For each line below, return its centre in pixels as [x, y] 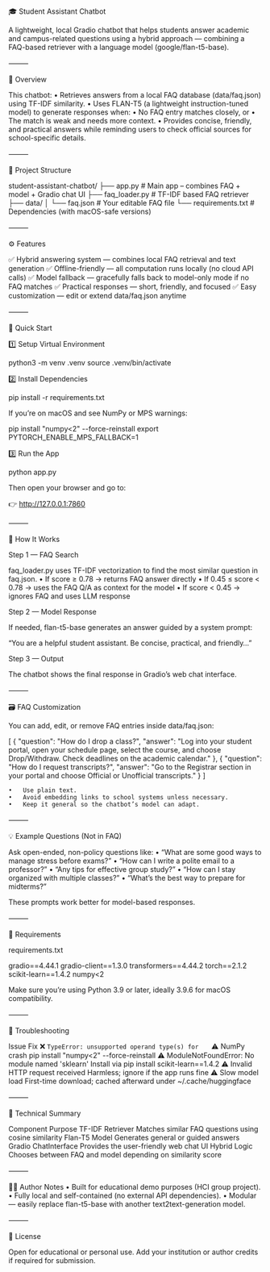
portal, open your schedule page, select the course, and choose [115, 750]
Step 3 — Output [36, 659]
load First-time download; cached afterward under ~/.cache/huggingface [130, 1081]
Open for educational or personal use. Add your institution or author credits [133, 1252]
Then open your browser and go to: [67, 488]
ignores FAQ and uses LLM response [69, 596]
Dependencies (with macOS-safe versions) [80, 211]
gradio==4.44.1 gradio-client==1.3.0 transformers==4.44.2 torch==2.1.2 [128, 965]
